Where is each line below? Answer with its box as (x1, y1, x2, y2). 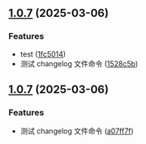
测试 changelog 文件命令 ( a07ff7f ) (19, 126, 134, 136)
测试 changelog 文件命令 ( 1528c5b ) (19, 58, 139, 68)
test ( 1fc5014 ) (19, 49, 67, 59)
